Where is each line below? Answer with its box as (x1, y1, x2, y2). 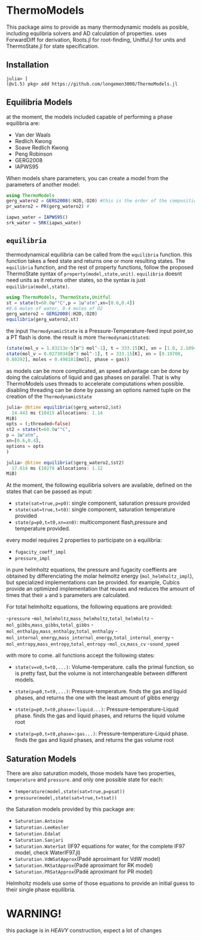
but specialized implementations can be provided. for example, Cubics (6, 579, 180, 586)
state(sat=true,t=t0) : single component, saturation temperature (14, 506, 175, 513)
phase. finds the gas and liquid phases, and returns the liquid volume (14, 712, 185, 719)
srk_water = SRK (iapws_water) (6, 220, 82, 226)
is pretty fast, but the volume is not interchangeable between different (14, 670, 187, 677)
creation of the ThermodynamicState (6, 393, 93, 400)
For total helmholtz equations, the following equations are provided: (6, 603, 173, 611)
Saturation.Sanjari (14, 838, 64, 844)
